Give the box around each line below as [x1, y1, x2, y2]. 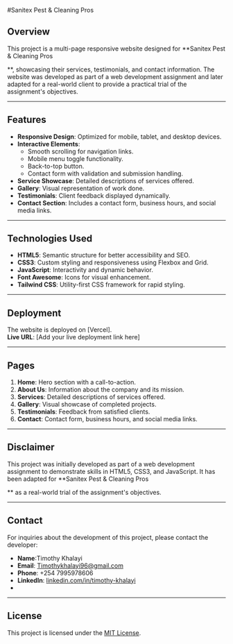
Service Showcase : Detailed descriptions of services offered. [17, 176, 194, 185]
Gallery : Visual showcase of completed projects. [17, 400, 157, 409]
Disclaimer [7, 441, 55, 453]
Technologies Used [7, 232, 92, 245]
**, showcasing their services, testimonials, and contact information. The [7, 65, 215, 74]
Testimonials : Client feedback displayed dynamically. [17, 191, 171, 200]
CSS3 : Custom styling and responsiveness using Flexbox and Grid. [17, 258, 209, 266]
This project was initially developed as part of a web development [7, 459, 196, 468]
